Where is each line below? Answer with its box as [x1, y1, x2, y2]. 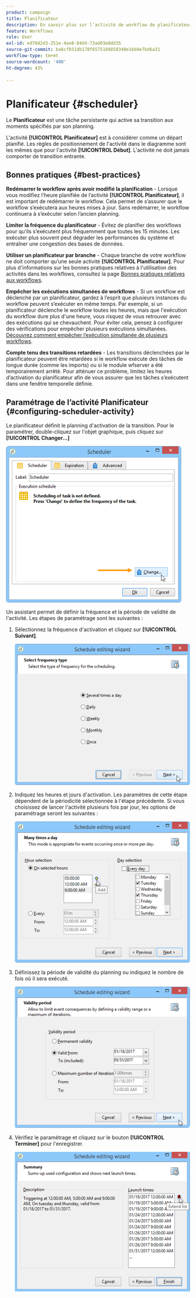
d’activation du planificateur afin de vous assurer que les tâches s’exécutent [6, 374, 189, 381]
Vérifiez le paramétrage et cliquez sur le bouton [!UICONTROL [14, 1134, 164, 1141]
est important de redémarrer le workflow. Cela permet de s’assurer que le [6, 198, 183, 205]
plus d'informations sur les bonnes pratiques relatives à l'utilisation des [6, 264, 177, 271]
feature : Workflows [6, 28, 54, 34]
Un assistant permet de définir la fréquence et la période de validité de [6, 608, 176, 615]
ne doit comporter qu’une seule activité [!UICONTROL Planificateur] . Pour [6, 258, 185, 265]
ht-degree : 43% [6, 65, 43, 71]
